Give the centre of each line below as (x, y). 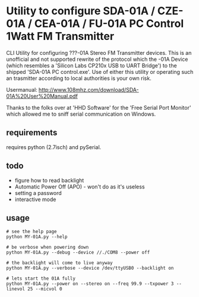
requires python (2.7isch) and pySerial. (54, 147)
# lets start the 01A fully (41, 279)
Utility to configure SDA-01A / (81, 11)
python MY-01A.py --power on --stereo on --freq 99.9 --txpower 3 (90, 284)
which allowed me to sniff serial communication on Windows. (81, 114)
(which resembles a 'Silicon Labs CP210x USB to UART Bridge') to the (91, 65)
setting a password (38, 193)
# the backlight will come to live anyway (59, 263)
